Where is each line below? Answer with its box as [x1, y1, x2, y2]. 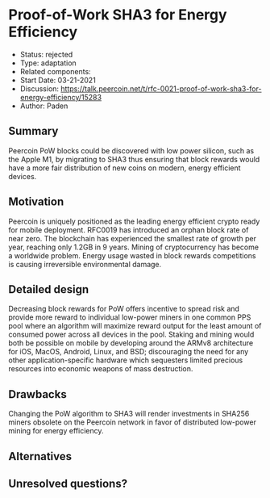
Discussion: [19, 83, 59, 94]
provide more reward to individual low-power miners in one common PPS [8, 312, 251, 322]
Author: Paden [19, 101, 69, 111]
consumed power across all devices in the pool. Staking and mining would [8, 329, 255, 340]
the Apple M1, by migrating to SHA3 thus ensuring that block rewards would [8, 154, 260, 164]
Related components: [19, 66, 91, 76]
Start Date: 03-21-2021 [19, 75, 97, 85]
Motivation [8, 195, 64, 209]
